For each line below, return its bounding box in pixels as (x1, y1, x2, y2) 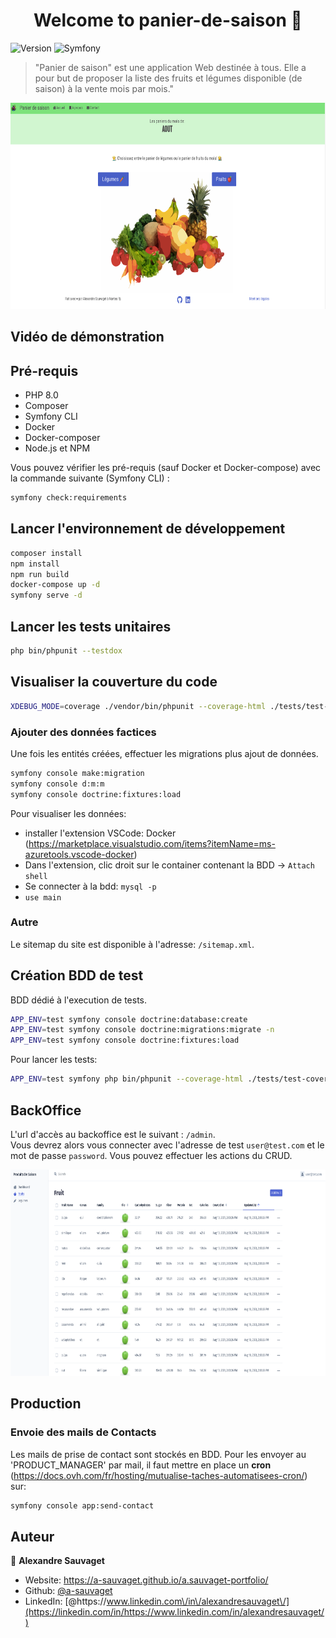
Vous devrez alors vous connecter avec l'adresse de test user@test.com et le (10, 1139, 325, 1151)
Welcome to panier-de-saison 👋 (33, 9, 303, 32)
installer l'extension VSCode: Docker (24, 827, 177, 839)
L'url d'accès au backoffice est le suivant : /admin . (10, 1128, 216, 1140)
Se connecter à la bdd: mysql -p (24, 880, 157, 892)
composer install (10, 548, 83, 558)
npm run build (10, 569, 70, 579)
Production (10, 1395, 82, 1413)
